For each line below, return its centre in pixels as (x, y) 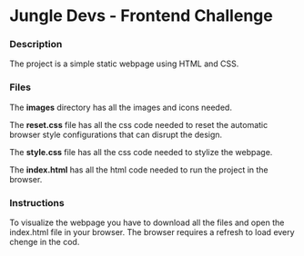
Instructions (37, 202)
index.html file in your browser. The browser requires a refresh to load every (152, 232)
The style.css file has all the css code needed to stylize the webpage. (141, 152)
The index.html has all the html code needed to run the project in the (139, 170)
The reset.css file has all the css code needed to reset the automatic (139, 124)
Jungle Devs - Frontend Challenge (141, 16)
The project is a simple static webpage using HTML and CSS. (124, 64)
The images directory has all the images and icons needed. (121, 107)
